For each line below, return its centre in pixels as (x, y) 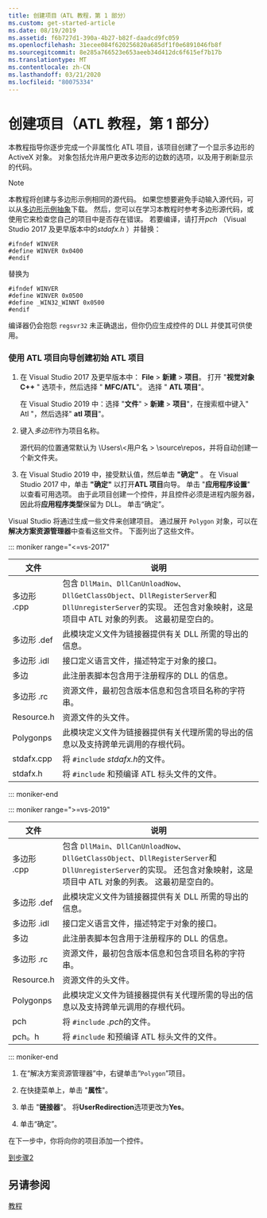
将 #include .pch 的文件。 (109, 1022)
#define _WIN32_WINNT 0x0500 (56, 303)
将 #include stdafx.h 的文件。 (116, 759)
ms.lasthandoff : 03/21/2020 (55, 75)
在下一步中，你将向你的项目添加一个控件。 (78, 1140)
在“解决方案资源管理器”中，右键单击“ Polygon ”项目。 (104, 1073)
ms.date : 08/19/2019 (43, 30)
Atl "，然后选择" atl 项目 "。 (64, 413)
